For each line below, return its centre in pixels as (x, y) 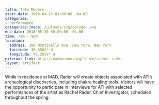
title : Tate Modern (25, 9)
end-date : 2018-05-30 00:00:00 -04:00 (44, 32)
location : (15, 41)
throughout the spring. (27, 97)
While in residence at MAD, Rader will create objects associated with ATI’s (79, 77)
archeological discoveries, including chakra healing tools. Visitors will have (79, 82)
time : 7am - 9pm (21, 37)
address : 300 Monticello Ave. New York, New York (60, 45)
